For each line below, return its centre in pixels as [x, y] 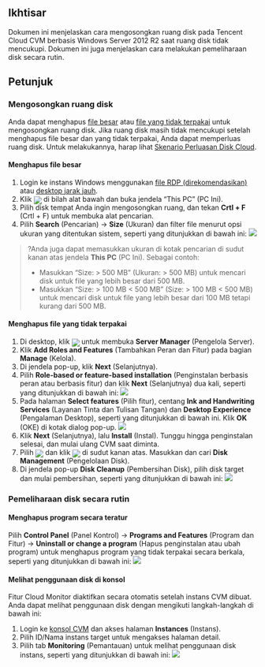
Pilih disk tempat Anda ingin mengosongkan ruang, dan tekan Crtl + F [132, 207]
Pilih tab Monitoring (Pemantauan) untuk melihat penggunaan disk [128, 646]
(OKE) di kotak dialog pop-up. [68, 427]
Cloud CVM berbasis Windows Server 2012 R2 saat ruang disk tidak [118, 40]
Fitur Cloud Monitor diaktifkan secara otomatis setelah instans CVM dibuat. [130, 597]
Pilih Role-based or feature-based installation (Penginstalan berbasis [134, 374]
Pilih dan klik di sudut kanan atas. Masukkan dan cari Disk [124, 452]
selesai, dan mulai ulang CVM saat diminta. [90, 444]
